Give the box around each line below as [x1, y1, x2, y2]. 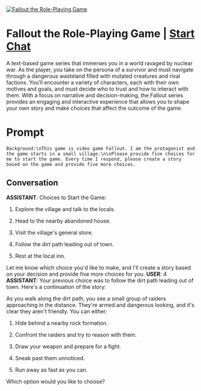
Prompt [6, 126, 44, 139]
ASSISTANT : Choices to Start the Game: [6, 194, 107, 201]
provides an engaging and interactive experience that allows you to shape [6, 98, 190, 105]
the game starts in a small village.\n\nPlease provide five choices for [6, 151, 196, 157]
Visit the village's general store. [14, 229, 93, 236]
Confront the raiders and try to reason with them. [14, 331, 137, 338]
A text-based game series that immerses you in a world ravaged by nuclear [6, 59, 193, 66]
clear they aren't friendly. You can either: [6, 308, 108, 315]
